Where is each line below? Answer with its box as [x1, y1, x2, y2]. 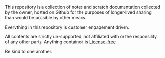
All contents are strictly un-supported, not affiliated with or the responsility [5, 34, 157, 39]
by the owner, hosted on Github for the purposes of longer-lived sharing [5, 9, 152, 15]
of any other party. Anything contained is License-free [5, 39, 116, 45]
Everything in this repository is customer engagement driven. [5, 24, 130, 30]
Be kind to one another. [5, 49, 53, 54]
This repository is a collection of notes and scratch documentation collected [5, 4, 161, 10]
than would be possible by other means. [5, 15, 87, 20]
